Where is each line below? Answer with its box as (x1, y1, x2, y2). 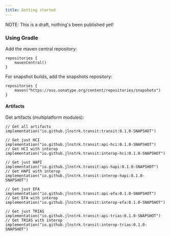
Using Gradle (5, 34, 38, 41)
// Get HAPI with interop (5, 169, 60, 174)
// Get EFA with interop (5, 196, 58, 201)
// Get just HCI (5, 138, 40, 143)
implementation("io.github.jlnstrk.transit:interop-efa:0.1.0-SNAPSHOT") (5, 200, 166, 205)
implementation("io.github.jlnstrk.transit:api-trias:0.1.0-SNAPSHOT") (5, 214, 161, 219)
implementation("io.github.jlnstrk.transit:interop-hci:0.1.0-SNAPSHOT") (5, 151, 166, 156)
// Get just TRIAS (5, 209, 44, 214)
